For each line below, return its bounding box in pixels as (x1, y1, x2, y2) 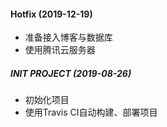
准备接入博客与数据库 (24, 31, 113, 44)
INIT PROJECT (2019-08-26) (10, 67, 132, 79)
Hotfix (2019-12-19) (10, 8, 93, 20)
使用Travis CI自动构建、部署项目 (24, 106, 158, 119)
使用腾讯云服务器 (24, 44, 96, 56)
